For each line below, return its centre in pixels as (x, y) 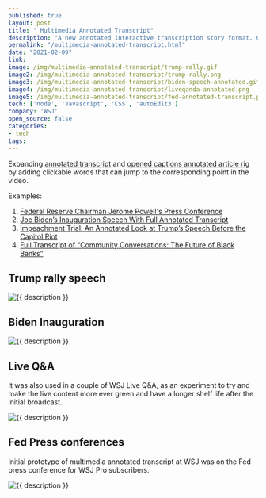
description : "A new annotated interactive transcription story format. (131, 38)
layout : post (30, 23)
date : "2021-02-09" (40, 52)
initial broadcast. (35, 402)
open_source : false (40, 119)
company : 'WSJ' (33, 112)
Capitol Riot (38, 236)
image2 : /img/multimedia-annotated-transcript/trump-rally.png (115, 75)
